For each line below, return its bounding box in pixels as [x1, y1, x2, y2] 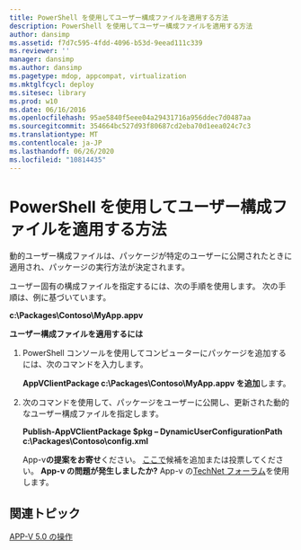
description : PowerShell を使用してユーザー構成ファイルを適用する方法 [9, 22, 253, 31]
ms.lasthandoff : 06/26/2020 [9, 146, 115, 155]
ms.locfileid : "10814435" [9, 155, 106, 164]
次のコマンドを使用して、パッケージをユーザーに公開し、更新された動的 [22, 397, 290, 408]
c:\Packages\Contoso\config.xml [22, 436, 149, 447]
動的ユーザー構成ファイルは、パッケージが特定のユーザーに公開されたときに [9, 251, 293, 262]
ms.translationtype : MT [9, 130, 99, 139]
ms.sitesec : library [9, 88, 87, 97]
